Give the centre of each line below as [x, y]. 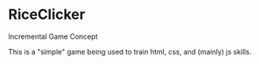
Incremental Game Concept [53, 36]
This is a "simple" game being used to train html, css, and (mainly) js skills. [130, 51]
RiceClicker [47, 15]
